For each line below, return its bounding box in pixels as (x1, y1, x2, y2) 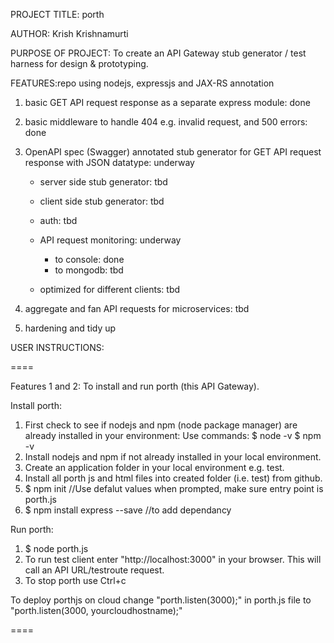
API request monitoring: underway (39, 234, 182, 246)
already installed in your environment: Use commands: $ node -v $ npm (24, 430, 322, 441)
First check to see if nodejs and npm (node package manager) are (24, 419, 298, 431)
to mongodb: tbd (54, 264, 124, 276)
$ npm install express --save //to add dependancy (24, 504, 232, 516)
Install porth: (10, 400, 62, 411)
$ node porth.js (24, 543, 89, 554)
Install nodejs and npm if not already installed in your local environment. (24, 451, 322, 463)
